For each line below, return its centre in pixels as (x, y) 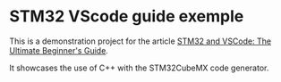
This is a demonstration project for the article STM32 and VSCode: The (140, 41)
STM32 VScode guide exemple (127, 16)
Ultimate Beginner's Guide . (59, 50)
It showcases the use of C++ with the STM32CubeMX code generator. (139, 68)
